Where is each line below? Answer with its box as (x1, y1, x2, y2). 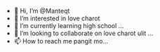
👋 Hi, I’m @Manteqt (13, 7, 70, 15)
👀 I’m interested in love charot (13, 14, 100, 22)
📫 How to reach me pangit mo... (13, 37, 109, 45)
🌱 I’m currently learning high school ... (13, 22, 124, 30)
